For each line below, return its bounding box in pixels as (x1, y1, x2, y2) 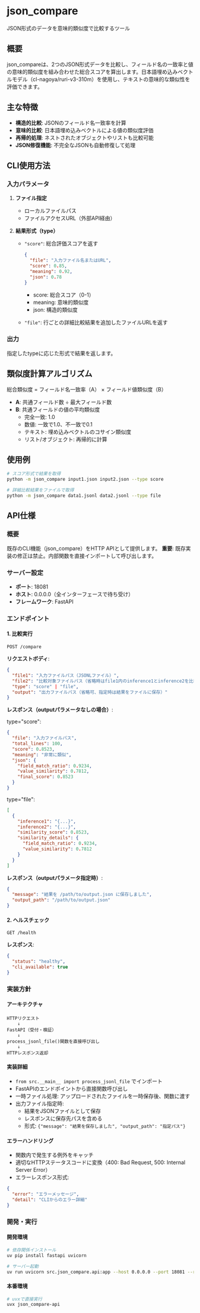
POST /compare (7, 644, 42, 650)
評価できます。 (7, 83, 43, 90)
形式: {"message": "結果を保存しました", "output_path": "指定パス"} (24, 1122, 186, 1130)
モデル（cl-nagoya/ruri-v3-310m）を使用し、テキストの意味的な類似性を (11, 76, 191, 83)
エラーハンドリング (7, 1137, 54, 1144)
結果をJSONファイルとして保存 (24, 1107, 101, 1115)
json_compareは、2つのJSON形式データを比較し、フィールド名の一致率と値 (7, 61, 193, 68)
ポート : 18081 (15, 583, 49, 590)
